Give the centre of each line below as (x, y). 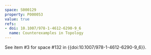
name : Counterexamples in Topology (46, 33)
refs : (10, 24)
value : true (17, 19)
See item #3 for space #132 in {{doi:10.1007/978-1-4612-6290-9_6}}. (75, 47)
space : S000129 (21, 10)
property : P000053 (24, 14)
